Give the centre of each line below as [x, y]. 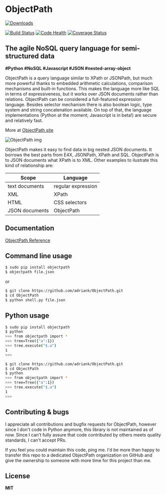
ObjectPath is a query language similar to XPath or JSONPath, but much [79, 78]
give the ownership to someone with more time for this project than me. [78, 460]
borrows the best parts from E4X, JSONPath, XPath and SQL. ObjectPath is [82, 155]
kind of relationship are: [29, 165]
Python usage [27, 316]
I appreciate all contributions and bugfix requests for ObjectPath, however [81, 424]
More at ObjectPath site [29, 130]
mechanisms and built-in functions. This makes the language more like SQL [83, 88]
